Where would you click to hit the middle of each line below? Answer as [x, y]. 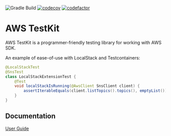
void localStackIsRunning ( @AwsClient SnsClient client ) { [77, 86]
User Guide [17, 128]
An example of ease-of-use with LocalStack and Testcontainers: [73, 58]
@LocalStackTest [22, 67]
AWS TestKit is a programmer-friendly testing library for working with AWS [83, 42]
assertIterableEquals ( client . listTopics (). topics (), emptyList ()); [96, 91]
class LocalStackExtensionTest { [41, 76]
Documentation [31, 116]
